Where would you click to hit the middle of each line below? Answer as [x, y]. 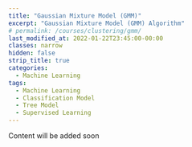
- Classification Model [55, 98]
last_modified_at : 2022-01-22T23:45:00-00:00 [86, 38]
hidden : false [32, 53]
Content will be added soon [54, 136]
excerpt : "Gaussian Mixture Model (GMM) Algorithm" [96, 23]
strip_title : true [39, 61]
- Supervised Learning [53, 113]
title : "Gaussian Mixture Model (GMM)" [75, 16]
